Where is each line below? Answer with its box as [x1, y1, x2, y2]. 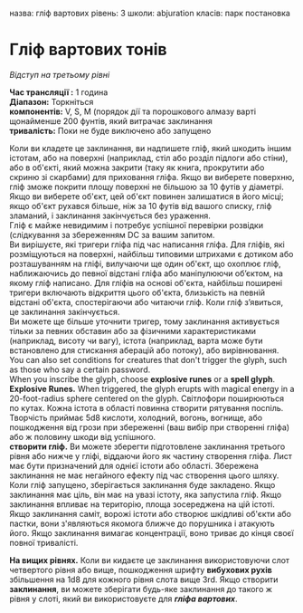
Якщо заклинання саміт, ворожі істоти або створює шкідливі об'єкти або [9, 508, 292, 519]
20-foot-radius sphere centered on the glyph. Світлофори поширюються [9, 393, 285, 404]
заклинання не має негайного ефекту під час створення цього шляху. [9, 470, 279, 481]
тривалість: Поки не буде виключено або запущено [9, 125, 212, 136]
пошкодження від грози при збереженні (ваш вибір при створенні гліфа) [9, 421, 290, 433]
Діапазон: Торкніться [9, 96, 94, 107]
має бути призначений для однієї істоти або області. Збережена [9, 460, 260, 471]
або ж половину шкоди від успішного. [9, 431, 156, 442]
